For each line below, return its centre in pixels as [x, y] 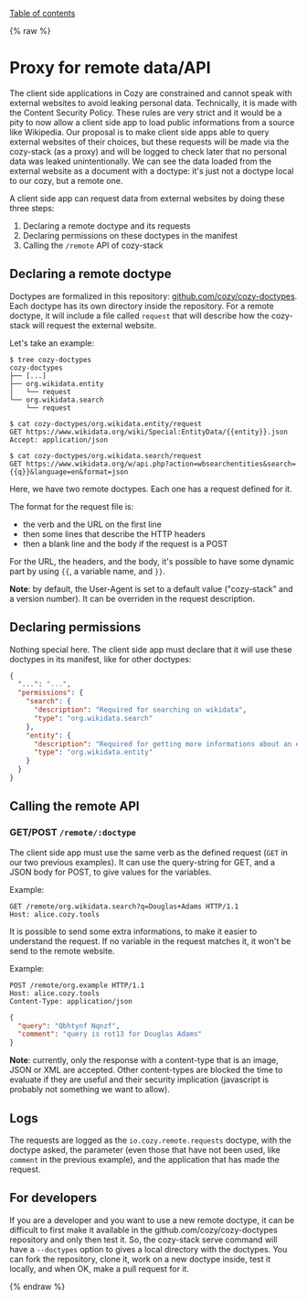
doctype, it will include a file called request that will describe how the [139, 316]
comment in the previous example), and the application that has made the [145, 1159]
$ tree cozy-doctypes [51, 360]
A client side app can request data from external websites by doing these [147, 198]
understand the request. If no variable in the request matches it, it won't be [150, 940]
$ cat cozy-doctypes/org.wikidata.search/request [106, 456]
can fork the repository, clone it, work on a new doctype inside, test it [140, 1259]
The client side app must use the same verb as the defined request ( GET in [148, 852]
